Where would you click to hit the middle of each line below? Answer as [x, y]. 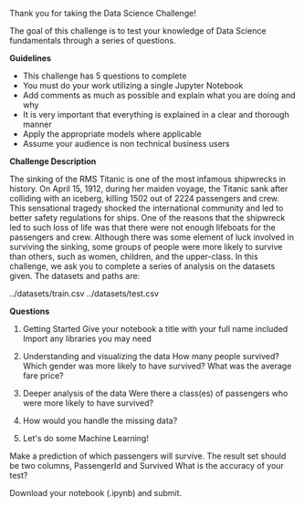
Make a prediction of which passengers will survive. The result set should [148, 456]
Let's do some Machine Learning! [85, 438]
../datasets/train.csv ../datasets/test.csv [84, 294]
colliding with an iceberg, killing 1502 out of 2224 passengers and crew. [145, 198]
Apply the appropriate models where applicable [112, 134]
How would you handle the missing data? [100, 420]
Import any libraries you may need [87, 338]
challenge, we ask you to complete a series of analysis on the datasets [142, 266]
